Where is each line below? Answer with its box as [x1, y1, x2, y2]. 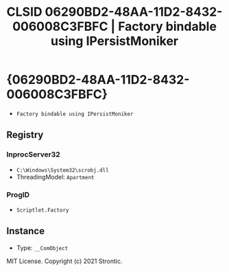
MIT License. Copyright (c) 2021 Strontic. [6, 257, 123, 265]
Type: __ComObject [16, 243, 69, 251]
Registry [6, 129, 44, 141]
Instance [6, 225, 45, 237]
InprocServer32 [6, 150, 61, 159]
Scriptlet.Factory [16, 207, 69, 214]
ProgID [6, 190, 30, 199]
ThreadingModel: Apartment [16, 172, 95, 181]
